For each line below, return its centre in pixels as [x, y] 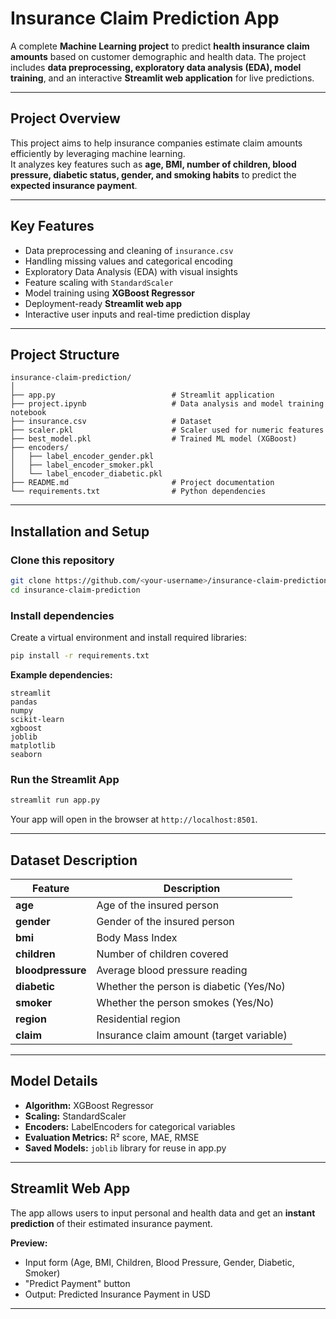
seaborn [26, 754]
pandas [24, 702]
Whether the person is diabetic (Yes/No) [191, 986]
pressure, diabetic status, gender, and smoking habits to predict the [153, 174]
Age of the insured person [158, 905]
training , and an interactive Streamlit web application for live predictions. [162, 78]
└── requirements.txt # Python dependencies [138, 492]
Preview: [29, 1243]
